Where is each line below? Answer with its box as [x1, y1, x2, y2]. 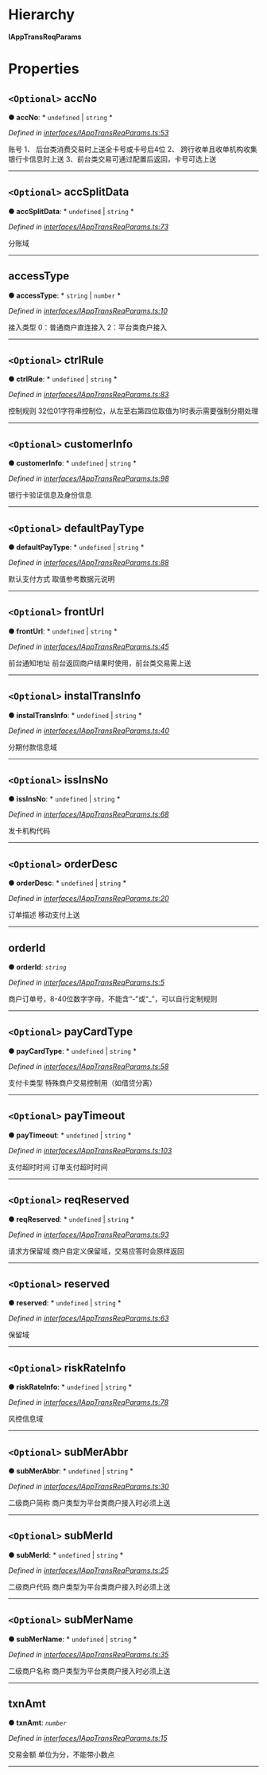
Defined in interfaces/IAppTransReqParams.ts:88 [8, 558, 169, 567]
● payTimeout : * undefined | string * [8, 1130, 132, 1140]
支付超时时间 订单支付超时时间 [8, 1162, 108, 1172]
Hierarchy [8, 6, 75, 24]
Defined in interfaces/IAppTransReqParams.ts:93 [8, 1230, 169, 1239]
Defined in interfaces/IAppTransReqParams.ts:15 [8, 1734, 168, 1743]
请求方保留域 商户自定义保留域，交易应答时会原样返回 [8, 1246, 184, 1255]
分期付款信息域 [8, 742, 57, 751]
